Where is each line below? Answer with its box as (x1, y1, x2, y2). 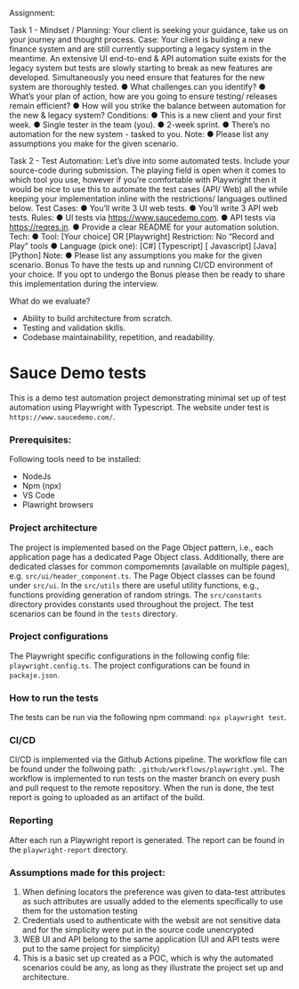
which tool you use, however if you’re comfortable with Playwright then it (9, 174, 278, 185)
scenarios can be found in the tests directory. (9, 608, 178, 619)
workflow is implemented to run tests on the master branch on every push (9, 774, 280, 784)
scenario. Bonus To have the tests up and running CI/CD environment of (9, 260, 273, 270)
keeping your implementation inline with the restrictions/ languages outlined (9, 193, 287, 204)
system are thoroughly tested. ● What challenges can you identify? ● (9, 82, 267, 92)
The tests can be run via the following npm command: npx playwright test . (9, 712, 287, 723)
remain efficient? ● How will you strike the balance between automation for (9, 101, 287, 110)
